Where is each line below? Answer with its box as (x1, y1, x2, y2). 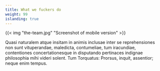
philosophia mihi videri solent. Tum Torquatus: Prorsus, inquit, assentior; (5, 55, 154, 61)
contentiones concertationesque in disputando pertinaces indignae (5, 50, 143, 56)
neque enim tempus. (5, 60, 47, 67)
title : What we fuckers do (5, 7, 61, 12)
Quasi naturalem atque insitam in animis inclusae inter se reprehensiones (5, 39, 156, 45)
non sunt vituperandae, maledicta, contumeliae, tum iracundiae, (5, 45, 136, 51)
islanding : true (5, 16, 39, 21)
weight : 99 (5, 12, 28, 17)
